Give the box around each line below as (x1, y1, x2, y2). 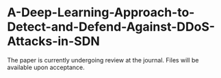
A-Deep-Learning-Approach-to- (7, 5, 195, 20)
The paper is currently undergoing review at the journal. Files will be (7, 56, 199, 64)
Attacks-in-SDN (7, 34, 101, 49)
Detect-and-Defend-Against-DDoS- (7, 19, 216, 35)
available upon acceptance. (7, 63, 86, 71)
